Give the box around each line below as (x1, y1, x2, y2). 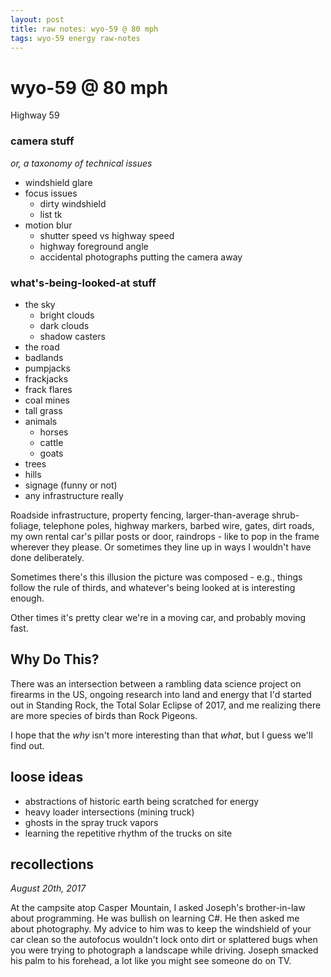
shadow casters (39, 330, 106, 342)
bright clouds (39, 309, 95, 321)
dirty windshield (39, 197, 107, 210)
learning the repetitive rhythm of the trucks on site (24, 827, 233, 839)
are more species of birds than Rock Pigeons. (10, 709, 198, 721)
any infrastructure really (24, 489, 124, 501)
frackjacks (24, 372, 69, 385)
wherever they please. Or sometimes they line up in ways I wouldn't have (10, 541, 312, 553)
